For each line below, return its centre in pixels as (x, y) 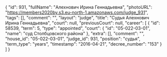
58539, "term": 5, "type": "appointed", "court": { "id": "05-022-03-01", (78, 28)
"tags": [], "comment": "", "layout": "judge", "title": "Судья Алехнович (77, 18)
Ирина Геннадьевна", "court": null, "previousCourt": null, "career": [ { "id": (83, 23)
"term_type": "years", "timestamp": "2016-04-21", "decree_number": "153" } (83, 44)
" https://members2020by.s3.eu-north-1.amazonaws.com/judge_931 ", (77, 12)
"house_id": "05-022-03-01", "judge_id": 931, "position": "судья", (73, 39)
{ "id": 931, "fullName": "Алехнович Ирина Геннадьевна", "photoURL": (79, 7)
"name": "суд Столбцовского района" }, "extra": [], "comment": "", (75, 33)
